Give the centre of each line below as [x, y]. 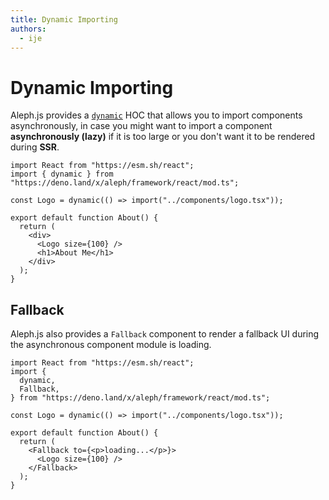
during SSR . [35, 147]
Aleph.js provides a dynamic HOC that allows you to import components [156, 115]
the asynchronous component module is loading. [111, 345]
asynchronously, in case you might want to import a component [141, 126]
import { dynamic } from [62, 174]
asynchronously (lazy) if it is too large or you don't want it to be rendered [163, 137]
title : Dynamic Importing [64, 19]
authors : [28, 29]
